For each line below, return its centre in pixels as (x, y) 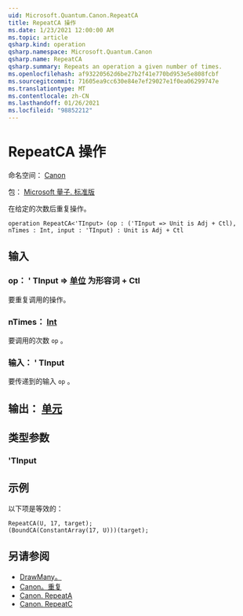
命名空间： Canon (37, 175)
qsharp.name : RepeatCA (45, 60)
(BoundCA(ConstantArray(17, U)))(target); (78, 530)
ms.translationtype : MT (47, 89)
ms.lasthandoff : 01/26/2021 (54, 103)
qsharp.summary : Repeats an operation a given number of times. (115, 67)
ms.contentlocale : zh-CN (49, 96)
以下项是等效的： (36, 508)
